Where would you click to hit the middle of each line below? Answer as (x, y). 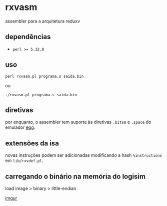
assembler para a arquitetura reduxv (43, 21)
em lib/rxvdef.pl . (24, 161)
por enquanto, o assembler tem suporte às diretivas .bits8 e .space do (78, 122)
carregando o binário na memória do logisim (75, 176)
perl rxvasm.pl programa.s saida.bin (44, 76)
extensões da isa (32, 143)
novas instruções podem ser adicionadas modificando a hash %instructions (84, 155)
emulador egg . (20, 127)
